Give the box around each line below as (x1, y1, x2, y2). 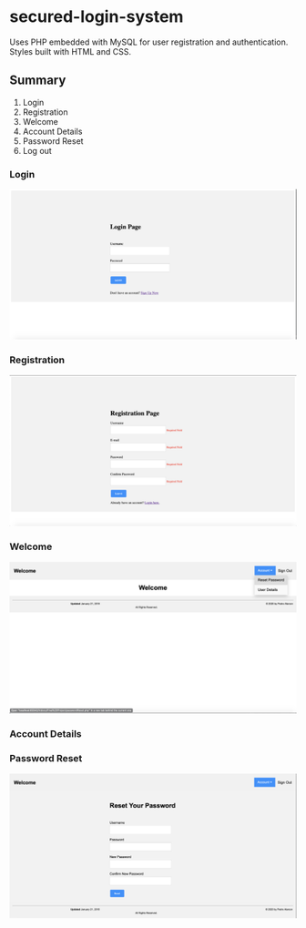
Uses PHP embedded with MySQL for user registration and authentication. (9, 36, 289, 47)
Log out (22, 145, 52, 156)
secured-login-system (9, 6, 184, 27)
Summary (9, 73, 66, 88)
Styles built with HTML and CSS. (9, 46, 132, 56)
